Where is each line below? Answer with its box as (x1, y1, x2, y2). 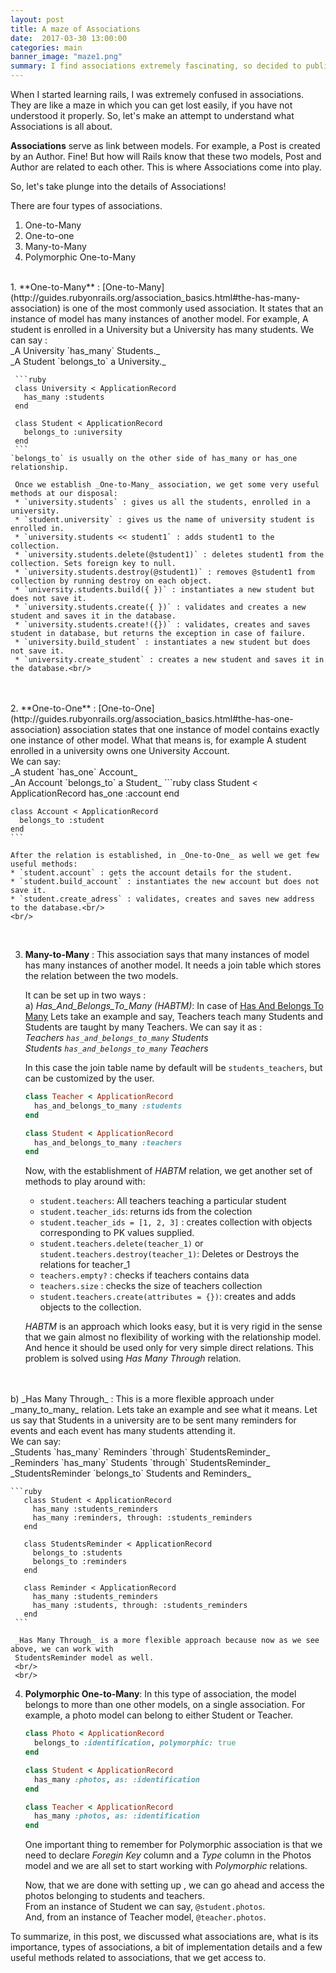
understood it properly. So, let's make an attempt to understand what (10, 110, 295, 121)
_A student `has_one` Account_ (10, 766, 138, 778)
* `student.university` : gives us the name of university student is (14, 515, 315, 525)
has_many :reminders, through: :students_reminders (32, 1513, 253, 1523)
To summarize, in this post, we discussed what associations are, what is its (10, 1931, 319, 1943)
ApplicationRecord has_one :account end (10, 787, 180, 799)
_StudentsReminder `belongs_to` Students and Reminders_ (10, 1467, 252, 1480)
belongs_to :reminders (32, 1557, 128, 1567)
